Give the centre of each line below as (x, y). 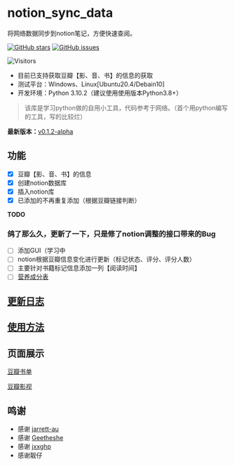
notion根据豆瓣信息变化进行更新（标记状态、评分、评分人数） (107, 259)
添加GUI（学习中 (41, 251)
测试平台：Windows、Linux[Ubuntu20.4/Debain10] (91, 84)
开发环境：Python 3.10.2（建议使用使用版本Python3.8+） (100, 93)
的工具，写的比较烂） (55, 116)
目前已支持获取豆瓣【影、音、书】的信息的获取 (85, 75)
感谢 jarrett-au (38, 429)
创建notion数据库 (42, 182)
